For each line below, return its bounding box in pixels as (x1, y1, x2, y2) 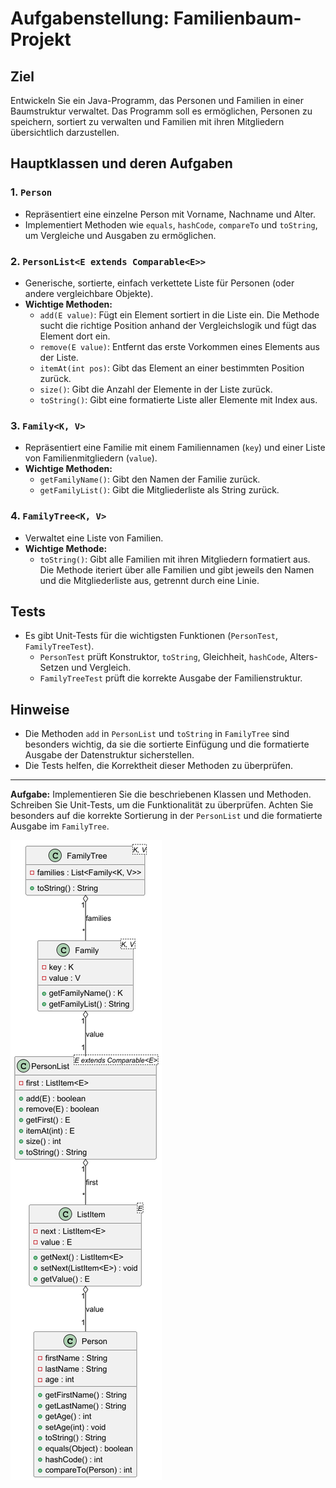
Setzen (39, 662, 70, 674)
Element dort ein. (39, 330, 111, 342)
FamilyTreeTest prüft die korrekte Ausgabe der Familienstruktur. (39, 672, 303, 684)
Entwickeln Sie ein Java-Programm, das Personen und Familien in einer (10, 95, 305, 106)
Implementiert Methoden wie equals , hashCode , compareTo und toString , (24, 218, 318, 231)
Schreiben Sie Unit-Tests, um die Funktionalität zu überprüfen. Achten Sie (10, 799, 314, 811)
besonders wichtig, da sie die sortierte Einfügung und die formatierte (24, 738, 310, 751)
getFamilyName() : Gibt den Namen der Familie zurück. (39, 473, 261, 486)
